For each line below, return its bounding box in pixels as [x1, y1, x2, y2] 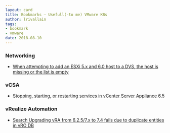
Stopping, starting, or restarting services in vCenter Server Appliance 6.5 [12, 93, 165, 99]
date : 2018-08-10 [5, 36, 42, 41]
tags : [5, 21, 17, 27]
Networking [5, 52, 35, 59]
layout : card [5, 7, 33, 13]
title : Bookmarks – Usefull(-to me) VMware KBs [5, 12, 108, 17]
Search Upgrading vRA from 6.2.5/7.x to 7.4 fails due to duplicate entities [12, 117, 164, 123]
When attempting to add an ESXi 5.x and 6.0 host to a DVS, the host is [12, 63, 158, 70]
